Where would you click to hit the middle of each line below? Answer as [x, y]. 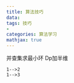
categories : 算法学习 [32, 35]
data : [13, 18]
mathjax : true [24, 40]
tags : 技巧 [19, 23]
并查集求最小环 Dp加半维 [37, 58]
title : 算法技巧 [25, 12]
